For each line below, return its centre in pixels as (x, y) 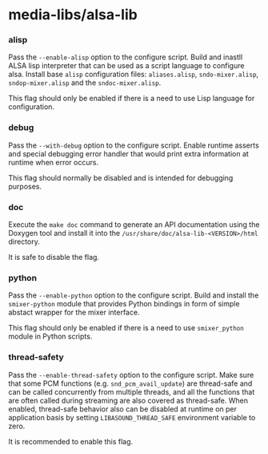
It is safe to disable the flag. (54, 257)
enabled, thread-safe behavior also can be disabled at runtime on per (123, 409)
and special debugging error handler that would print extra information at (129, 153)
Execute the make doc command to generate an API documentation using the (134, 225)
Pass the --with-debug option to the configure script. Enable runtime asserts (134, 145)
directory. (24, 241)
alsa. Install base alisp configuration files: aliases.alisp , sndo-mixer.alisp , (133, 75)
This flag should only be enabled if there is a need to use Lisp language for (132, 99)
